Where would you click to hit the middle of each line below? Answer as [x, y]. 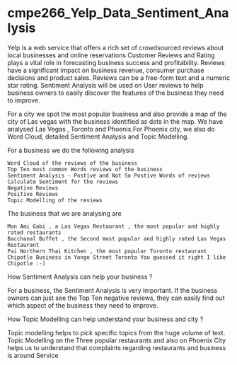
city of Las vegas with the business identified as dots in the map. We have [115, 121]
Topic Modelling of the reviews [55, 200]
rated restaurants [34, 232]
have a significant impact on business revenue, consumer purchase [106, 70]
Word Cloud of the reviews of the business [73, 163]
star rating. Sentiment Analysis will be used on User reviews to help [105, 85]
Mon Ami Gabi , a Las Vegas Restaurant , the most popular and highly [114, 226]
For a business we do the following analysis [71, 150]
